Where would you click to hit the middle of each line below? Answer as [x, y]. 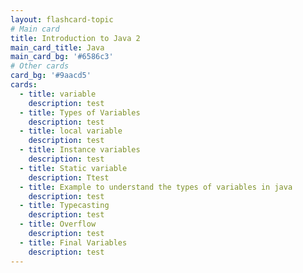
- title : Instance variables [80, 150]
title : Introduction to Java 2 [75, 38]
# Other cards [40, 66]
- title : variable [58, 94]
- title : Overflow [58, 224]
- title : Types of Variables [80, 112]
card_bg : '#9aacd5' [51, 76]
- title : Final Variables [73, 242]
